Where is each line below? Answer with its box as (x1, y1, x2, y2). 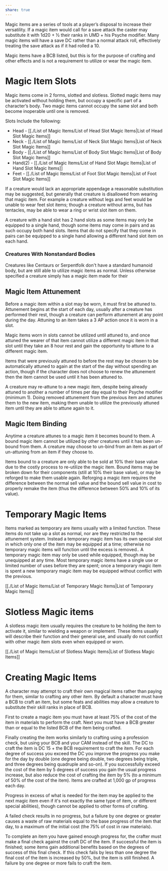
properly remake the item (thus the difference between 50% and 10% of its (5, 486, 160, 492)
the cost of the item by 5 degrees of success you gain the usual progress (5, 767, 156, 773)
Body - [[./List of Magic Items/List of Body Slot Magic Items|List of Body (12, 149, 161, 155)
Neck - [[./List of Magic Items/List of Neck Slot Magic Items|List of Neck (12, 138, 162, 144)
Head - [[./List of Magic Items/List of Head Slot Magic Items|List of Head (12, 127, 163, 133)
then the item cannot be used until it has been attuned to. (5, 374, 124, 380)
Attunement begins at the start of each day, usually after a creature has (5, 306, 152, 312)
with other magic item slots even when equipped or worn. (5, 639, 124, 645)
